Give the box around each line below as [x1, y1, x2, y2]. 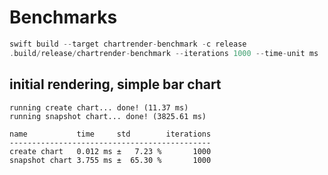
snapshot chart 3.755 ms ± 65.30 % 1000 [9, 155, 212, 165]
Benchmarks [9, 6, 118, 29]
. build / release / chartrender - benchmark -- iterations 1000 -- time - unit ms [9, 48, 319, 58]
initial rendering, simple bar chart [9, 76, 222, 93]
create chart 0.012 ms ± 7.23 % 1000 [9, 146, 212, 156]
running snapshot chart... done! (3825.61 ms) [9, 111, 207, 121]
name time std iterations [9, 129, 212, 139]
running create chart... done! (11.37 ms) [9, 102, 189, 113]
